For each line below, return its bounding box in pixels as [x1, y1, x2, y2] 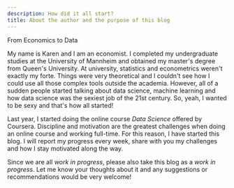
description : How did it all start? [7, 10, 114, 17]
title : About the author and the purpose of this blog [7, 17, 170, 24]
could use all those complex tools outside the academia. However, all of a [7, 79, 219, 87]
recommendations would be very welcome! [7, 172, 132, 181]
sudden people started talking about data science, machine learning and [7, 86, 216, 95]
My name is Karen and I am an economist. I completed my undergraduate [7, 49, 219, 58]
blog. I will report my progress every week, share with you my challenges [7, 136, 218, 145]
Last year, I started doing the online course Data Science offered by [7, 114, 203, 123]
